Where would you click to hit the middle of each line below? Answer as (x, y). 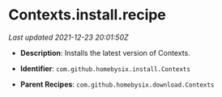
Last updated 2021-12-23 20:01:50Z (68, 37)
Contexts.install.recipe (87, 15)
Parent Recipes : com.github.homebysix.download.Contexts (117, 84)
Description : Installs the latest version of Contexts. (105, 53)
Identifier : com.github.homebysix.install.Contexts (105, 68)
